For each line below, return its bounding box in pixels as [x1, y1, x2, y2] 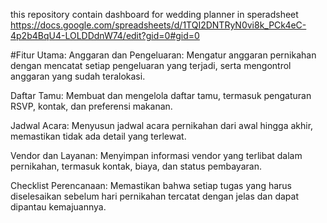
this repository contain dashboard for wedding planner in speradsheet [10, 9, 299, 20]
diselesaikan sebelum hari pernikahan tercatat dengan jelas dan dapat [10, 190, 299, 202]
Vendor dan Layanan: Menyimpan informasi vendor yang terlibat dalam [10, 150, 303, 161]
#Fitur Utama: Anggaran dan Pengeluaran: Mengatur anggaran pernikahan [10, 49, 317, 61]
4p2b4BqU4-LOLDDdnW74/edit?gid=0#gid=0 [10, 30, 200, 41]
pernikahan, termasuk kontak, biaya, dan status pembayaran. [10, 160, 262, 172]
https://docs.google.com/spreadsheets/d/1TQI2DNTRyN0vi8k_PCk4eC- [10, 19, 307, 31]
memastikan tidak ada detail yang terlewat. [10, 130, 187, 142]
